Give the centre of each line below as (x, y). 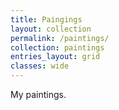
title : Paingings (46, 19)
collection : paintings (57, 47)
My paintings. (38, 94)
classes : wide (40, 66)
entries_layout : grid (55, 57)
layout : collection (51, 29)
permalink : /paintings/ (60, 38)
